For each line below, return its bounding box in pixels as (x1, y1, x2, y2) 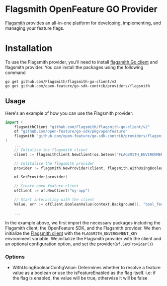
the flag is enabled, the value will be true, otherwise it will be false (12, 275, 148, 281)
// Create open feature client (14, 184, 79, 189)
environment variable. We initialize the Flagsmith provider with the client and (5, 235, 162, 241)
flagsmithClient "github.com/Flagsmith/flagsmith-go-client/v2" (14, 124, 150, 130)
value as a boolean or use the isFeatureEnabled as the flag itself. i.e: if (12, 270, 156, 276)
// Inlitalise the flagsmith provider (14, 161, 94, 166)
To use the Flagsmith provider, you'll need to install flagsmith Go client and (5, 59, 158, 65)
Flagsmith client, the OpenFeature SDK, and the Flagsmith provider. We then (5, 225, 161, 231)
